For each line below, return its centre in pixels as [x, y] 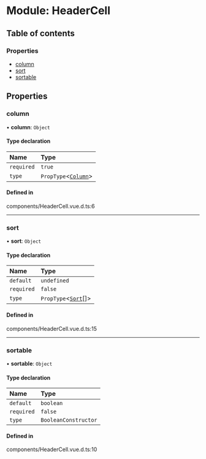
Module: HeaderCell [59, 11]
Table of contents [40, 33]
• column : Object [28, 127]
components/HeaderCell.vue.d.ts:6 [51, 206]
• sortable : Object [29, 363]
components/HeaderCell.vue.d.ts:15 [51, 328]
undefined [55, 281]
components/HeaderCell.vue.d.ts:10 [52, 450]
